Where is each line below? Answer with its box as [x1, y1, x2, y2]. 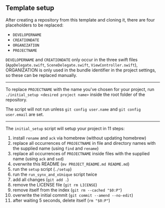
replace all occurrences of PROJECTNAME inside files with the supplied [12, 150, 150, 156]
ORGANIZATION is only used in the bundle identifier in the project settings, [5, 67, 156, 73]
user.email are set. [5, 111, 44, 117]
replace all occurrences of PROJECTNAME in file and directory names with [12, 140, 156, 146]
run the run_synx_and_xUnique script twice [12, 171, 97, 177]
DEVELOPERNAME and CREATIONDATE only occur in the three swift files [5, 56, 138, 63]
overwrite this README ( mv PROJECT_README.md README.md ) [12, 161, 130, 167]
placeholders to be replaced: [5, 22, 64, 28]
